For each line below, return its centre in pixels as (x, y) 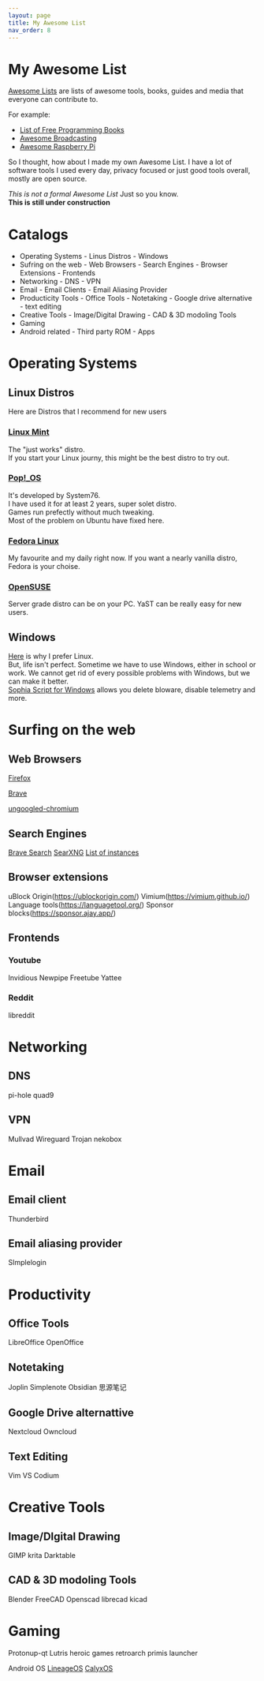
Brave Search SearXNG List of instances (74, 852)
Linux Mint (29, 432)
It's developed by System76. (54, 495)
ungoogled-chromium (43, 809)
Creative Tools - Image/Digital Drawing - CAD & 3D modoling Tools (128, 315)
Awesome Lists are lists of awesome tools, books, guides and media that (126, 91)
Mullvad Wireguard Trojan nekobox (65, 1139)
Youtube (25, 960)
